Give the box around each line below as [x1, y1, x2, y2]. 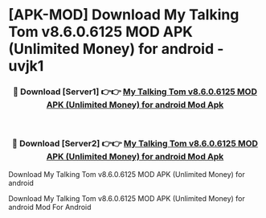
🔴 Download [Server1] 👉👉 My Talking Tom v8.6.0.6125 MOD [12, 86, 257, 97]
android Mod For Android [8, 202, 92, 212]
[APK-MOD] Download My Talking [8, 6, 239, 24]
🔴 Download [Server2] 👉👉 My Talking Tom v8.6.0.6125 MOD [11, 138, 259, 150]
